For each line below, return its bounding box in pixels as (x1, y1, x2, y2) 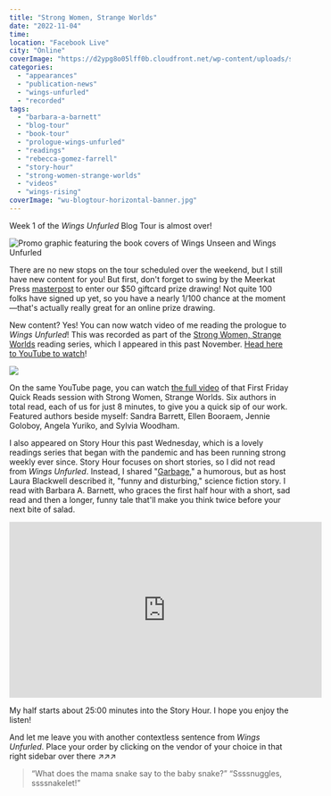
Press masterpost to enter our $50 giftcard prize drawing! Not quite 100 (9, 283, 272, 294)
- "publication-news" (17, 80, 98, 88)
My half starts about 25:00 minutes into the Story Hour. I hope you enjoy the (9, 705, 289, 716)
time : (9, 29, 29, 38)
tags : (9, 105, 29, 113)
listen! (9, 714, 32, 725)
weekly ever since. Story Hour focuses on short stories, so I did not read (9, 457, 276, 467)
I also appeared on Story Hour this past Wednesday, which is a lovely (9, 437, 264, 448)
